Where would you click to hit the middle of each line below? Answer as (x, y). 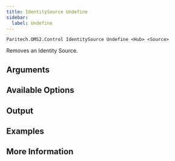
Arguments (28, 70)
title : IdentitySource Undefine (47, 12)
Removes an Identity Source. (42, 51)
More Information (40, 152)
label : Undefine (32, 23)
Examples (25, 131)
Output (20, 111)
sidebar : (17, 17)
